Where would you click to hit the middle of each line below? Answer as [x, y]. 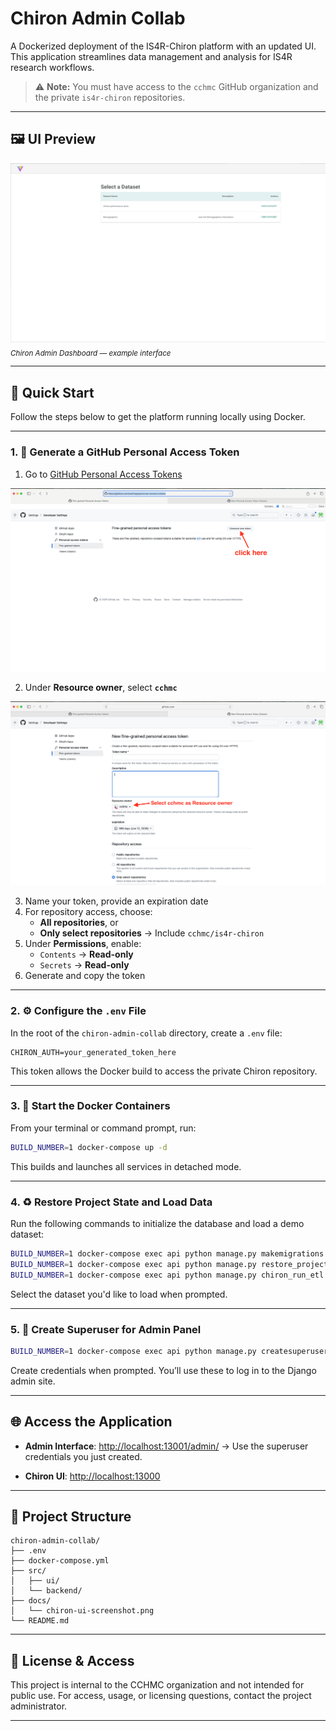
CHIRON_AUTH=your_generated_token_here [93, 1052]
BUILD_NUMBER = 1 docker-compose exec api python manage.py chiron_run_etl [167, 1275]
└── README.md [40, 1621]
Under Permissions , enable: [83, 944]
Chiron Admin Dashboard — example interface [91, 353]
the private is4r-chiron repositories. [110, 97]
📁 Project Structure [71, 1517]
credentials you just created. [83, 1456]
